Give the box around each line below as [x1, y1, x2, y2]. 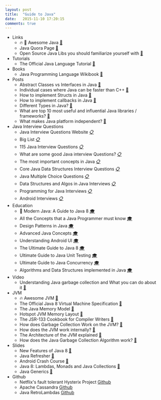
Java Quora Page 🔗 [19, 45, 59, 51]
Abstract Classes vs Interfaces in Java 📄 [19, 82, 101, 88]
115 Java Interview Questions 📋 [19, 144, 84, 150]
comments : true [5, 21, 36, 26]
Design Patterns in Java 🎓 [19, 223, 74, 229]
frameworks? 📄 [19, 113, 50, 119]
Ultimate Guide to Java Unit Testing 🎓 [19, 252, 97, 258]
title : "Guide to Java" [5, 12, 56, 17]
